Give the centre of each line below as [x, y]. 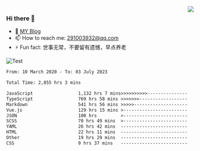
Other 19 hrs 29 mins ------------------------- [97, 138]
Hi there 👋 [21, 18]
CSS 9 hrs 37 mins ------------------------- [97, 143]
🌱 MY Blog [28, 32]
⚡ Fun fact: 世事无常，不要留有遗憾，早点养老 [71, 48]
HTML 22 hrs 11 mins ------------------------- [97, 132]
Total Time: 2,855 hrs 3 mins [44, 83]
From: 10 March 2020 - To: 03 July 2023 [57, 72]
